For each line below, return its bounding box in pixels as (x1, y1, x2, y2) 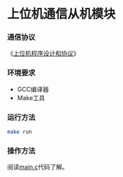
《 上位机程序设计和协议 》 (7, 49, 80, 58)
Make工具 (16, 93, 45, 102)
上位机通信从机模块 (7, 6, 116, 22)
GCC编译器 (16, 85, 49, 93)
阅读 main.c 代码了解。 (7, 163, 69, 172)
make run (7, 128, 32, 136)
